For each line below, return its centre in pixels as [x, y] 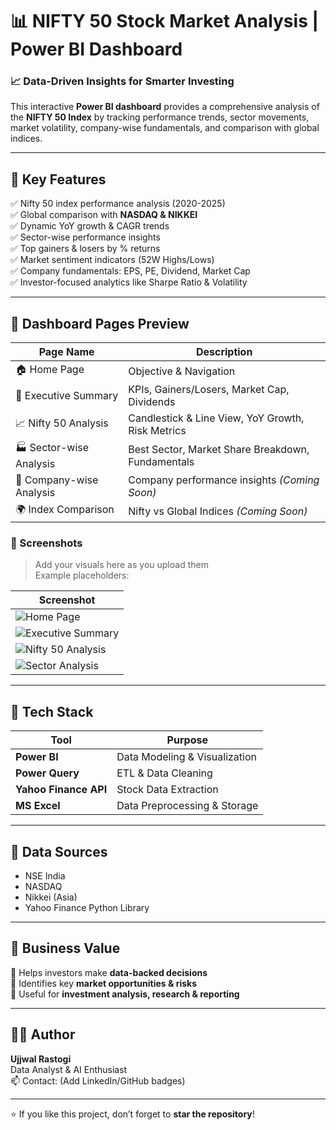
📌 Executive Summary [67, 396]
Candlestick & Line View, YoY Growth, [216, 418]
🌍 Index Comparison [65, 510]
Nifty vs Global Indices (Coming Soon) [218, 511]
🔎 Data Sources [59, 851]
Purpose [187, 740]
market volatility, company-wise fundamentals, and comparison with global [165, 128]
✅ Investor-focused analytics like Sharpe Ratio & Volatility [129, 282]
